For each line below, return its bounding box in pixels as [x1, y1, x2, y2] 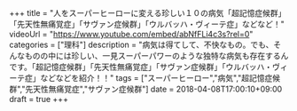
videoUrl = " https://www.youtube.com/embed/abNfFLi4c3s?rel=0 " [9, 29, 254, 39]
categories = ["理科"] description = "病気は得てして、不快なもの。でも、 [9, 39, 274, 50]
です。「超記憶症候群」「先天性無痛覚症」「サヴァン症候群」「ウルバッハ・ [9, 61, 273, 72]
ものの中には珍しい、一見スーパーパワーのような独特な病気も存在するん [24, 51, 289, 60]
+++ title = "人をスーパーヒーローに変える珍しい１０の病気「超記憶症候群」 [9, 8, 286, 18]
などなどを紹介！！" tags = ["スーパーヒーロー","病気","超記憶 [39, 73, 265, 83]
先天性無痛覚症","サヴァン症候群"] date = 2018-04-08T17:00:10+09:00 [25, 83, 283, 94]
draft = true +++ [9, 94, 69, 104]
